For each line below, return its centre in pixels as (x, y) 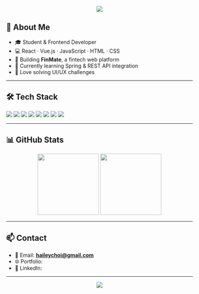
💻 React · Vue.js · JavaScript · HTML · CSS (67, 51)
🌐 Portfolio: (29, 261)
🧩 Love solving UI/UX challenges (54, 72)
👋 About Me (28, 28)
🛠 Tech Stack (32, 97)
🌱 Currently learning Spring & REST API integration (76, 66)
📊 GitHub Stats (35, 140)
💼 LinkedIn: (28, 268)
